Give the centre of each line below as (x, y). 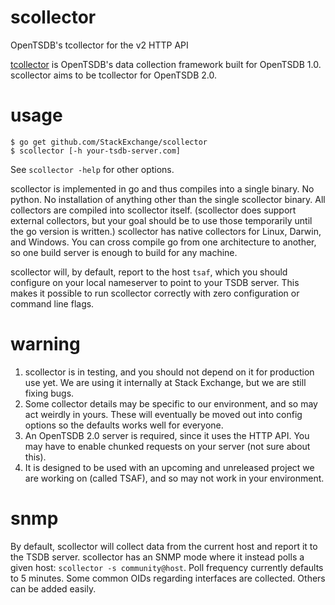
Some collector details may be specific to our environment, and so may (171, 403)
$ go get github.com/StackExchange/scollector (109, 142)
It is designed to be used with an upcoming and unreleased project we (169, 467)
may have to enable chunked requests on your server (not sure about (167, 446)
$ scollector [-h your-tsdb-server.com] (96, 151)
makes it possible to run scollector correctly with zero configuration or (155, 293)
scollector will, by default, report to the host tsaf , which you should (149, 272)
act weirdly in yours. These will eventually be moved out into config (163, 414)
